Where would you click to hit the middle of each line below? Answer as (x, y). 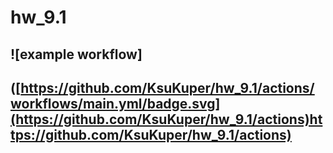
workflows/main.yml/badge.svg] (115, 103)
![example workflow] (76, 54)
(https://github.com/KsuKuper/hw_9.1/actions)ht (166, 119)
